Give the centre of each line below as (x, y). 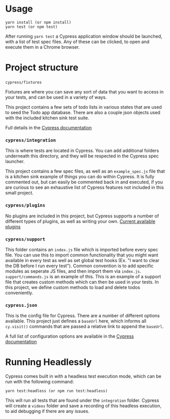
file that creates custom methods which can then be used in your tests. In (82, 282)
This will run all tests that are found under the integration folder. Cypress (82, 400)
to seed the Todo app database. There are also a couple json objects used (83, 113)
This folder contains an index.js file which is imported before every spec (82, 249)
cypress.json (21, 305)
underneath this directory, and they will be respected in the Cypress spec (82, 156)
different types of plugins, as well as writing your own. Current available (80, 221)
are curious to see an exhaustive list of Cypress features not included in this (84, 187)
